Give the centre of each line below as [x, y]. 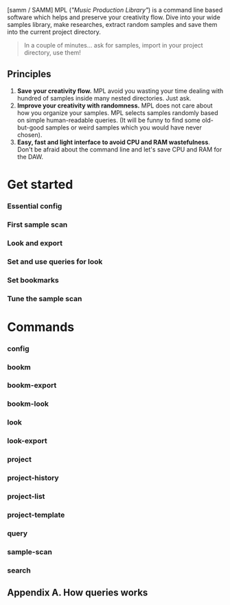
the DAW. [30, 156]
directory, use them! [52, 52]
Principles [29, 74]
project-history [33, 478]
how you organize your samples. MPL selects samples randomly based [117, 112]
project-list [26, 497]
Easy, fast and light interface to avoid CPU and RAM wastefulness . [114, 142]
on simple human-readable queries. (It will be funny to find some [108, 120]
